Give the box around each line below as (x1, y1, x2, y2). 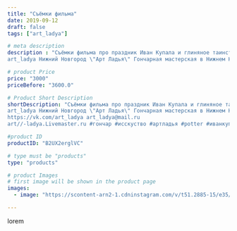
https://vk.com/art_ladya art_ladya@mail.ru (7, 114, 140, 121)
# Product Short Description (7, 94, 93, 101)
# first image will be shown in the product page (7, 178, 157, 185)
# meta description (7, 43, 65, 50)
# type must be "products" (7, 152, 87, 159)
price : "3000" (7, 75, 49, 82)
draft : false (7, 23, 46, 30)
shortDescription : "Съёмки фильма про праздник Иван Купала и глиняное (7, 101, 222, 108)
